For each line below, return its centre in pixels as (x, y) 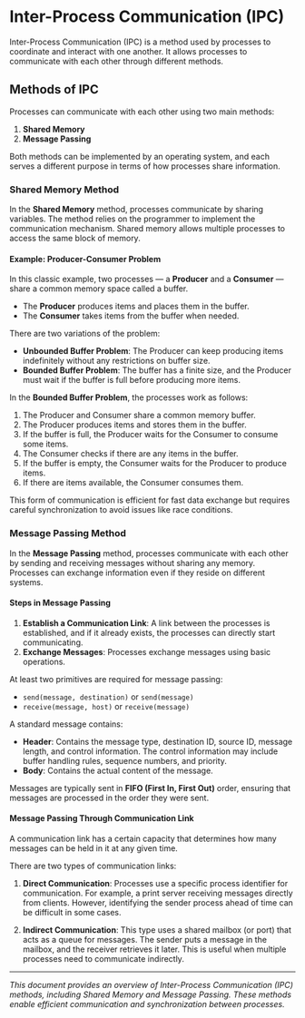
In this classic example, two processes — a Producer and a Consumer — (147, 279)
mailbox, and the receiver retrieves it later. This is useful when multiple (154, 949)
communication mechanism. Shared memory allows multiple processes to (148, 229)
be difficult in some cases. (72, 912)
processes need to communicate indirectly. (103, 958)
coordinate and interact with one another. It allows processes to (128, 51)
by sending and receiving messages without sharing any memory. (133, 563)
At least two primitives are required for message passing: (116, 679)
